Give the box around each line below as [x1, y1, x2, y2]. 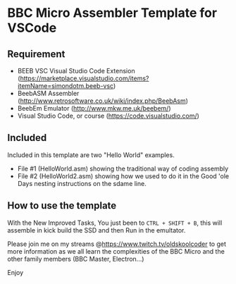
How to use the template [7, 199, 117, 212]
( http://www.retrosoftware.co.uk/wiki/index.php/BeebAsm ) [17, 97, 189, 105]
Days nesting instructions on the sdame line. [17, 179, 147, 187]
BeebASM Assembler [17, 89, 80, 97]
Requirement [7, 48, 66, 60]
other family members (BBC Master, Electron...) [7, 254, 144, 263]
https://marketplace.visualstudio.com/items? [20, 74, 149, 82]
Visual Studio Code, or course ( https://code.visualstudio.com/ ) [17, 111, 199, 120]
